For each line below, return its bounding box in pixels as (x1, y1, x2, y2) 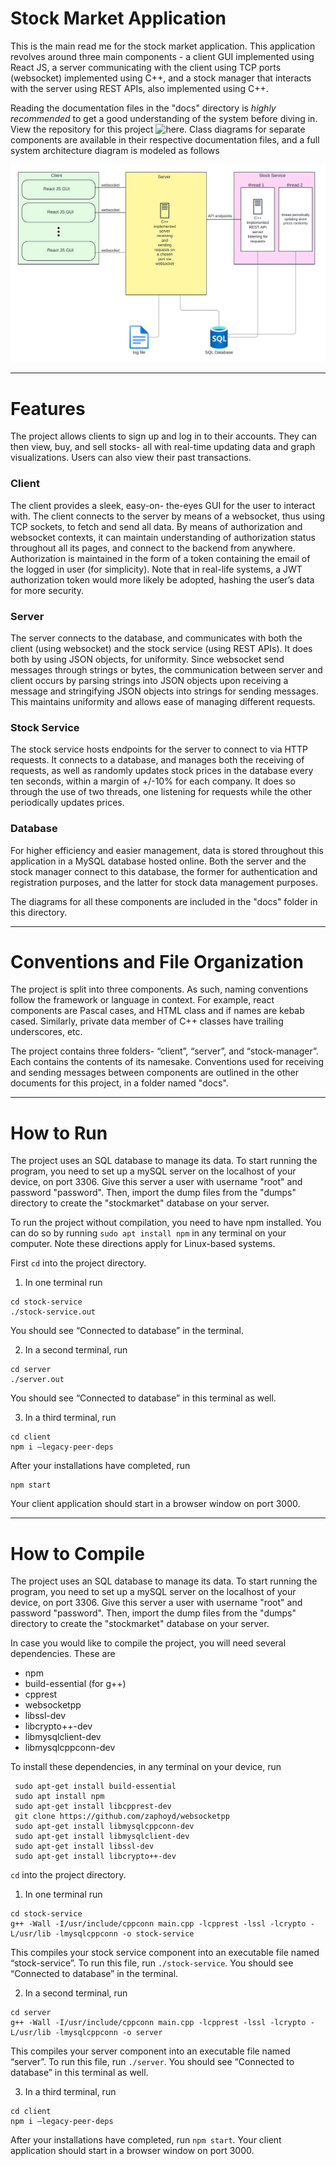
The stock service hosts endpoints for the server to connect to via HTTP (10, 743, 308, 756)
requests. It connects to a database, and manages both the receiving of (10, 754, 305, 766)
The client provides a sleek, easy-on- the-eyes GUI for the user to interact (10, 499, 316, 511)
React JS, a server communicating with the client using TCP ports (10, 61, 282, 73)
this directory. (10, 906, 68, 918)
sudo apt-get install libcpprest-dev (14, 1802, 172, 1812)
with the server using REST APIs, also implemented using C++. (10, 82, 269, 94)
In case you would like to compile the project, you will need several (10, 1637, 287, 1649)
